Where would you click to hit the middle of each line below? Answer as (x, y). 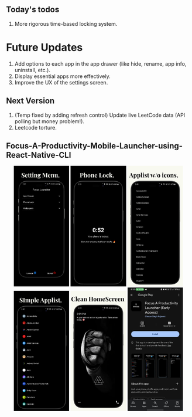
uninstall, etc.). (32, 70)
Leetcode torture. (35, 127)
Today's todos (33, 10)
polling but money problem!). (49, 121)
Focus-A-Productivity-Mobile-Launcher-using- (95, 146)
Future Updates (44, 48)
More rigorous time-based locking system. (66, 23)
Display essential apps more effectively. (62, 76)
